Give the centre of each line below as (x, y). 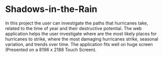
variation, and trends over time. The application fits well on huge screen (79, 44)
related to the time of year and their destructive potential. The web (73, 28)
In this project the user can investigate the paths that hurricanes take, (77, 23)
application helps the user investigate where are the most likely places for (81, 33)
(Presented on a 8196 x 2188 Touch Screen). (51, 49)
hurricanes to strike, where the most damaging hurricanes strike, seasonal (82, 39)
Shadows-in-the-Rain (51, 9)
